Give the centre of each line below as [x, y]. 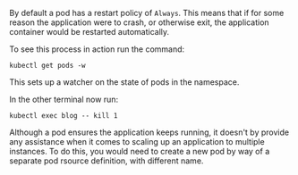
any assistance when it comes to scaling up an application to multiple [137, 142]
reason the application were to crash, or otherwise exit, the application [140, 22]
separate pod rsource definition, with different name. [106, 161]
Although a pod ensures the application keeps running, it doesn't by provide [149, 132]
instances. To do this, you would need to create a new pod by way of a [140, 151]
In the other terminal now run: [64, 99]
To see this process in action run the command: [97, 49]
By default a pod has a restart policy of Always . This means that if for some [147, 13]
